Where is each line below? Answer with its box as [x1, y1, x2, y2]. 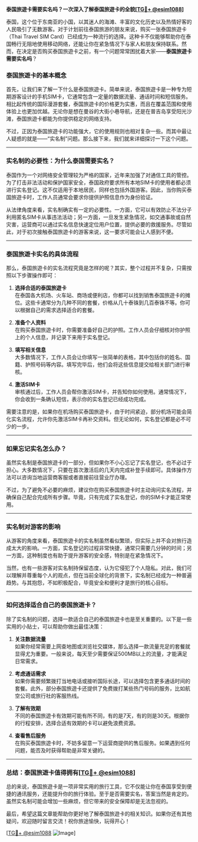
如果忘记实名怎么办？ [6, 445, 67, 453]
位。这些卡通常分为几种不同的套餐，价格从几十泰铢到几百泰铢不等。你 [14, 299, 186, 306]
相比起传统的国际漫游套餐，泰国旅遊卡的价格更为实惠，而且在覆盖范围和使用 [6, 100, 192, 108]
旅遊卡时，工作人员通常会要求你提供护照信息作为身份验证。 [11, 193, 156, 200]
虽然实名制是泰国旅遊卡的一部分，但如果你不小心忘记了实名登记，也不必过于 [6, 459, 192, 466]
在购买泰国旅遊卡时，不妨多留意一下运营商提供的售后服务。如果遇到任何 [14, 739, 190, 746]
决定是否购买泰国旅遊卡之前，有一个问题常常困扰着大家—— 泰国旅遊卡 [21, 48, 192, 55]
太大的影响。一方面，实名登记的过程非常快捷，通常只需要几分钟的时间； [11, 545, 187, 552]
